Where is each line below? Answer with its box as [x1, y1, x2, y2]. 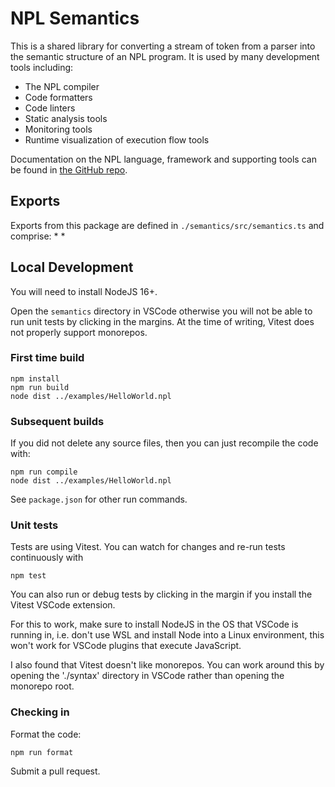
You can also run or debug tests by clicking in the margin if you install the [10, 588, 313, 601]
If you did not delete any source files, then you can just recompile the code [10, 437, 319, 449]
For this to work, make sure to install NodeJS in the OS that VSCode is [10, 618, 299, 631]
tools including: [10, 61, 74, 73]
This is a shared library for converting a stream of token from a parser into [10, 40, 316, 52]
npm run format [10, 747, 74, 757]
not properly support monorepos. [10, 326, 148, 338]
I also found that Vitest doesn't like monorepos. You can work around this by [10, 659, 325, 671]
